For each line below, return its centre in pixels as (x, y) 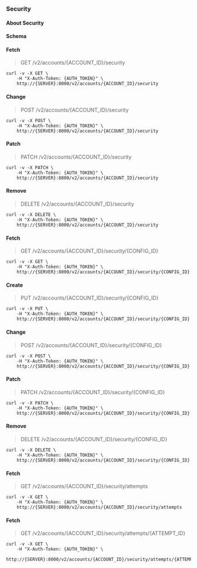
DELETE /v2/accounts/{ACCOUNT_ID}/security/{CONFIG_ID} (94, 439)
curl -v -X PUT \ (27, 309)
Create (15, 285)
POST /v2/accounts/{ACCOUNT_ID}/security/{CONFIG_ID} (91, 345)
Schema (16, 36)
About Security (25, 23)
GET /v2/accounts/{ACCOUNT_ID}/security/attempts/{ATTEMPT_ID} (103, 533)
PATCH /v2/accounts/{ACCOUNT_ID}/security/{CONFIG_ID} (93, 392)
